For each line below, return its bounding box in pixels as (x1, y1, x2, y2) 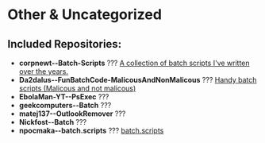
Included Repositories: (7, 37, 122, 51)
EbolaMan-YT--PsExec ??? (18, 92, 109, 101)
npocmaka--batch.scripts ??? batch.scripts (18, 126, 164, 135)
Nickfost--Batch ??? (18, 118, 87, 126)
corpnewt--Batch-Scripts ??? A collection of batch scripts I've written (18, 58, 251, 68)
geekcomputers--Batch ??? (18, 101, 112, 110)
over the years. (18, 67, 69, 76)
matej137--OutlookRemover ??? (18, 109, 126, 118)
